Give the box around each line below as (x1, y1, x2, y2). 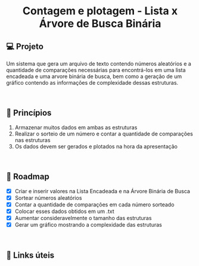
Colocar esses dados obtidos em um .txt (14, 208, 114, 215)
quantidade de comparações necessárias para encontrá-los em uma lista (6, 67, 186, 73)
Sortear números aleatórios (14, 194, 82, 201)
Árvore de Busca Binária (39, 17, 161, 30)
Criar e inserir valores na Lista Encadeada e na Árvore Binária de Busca (14, 187, 191, 194)
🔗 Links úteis (6, 250, 55, 261)
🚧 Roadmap (6, 172, 49, 182)
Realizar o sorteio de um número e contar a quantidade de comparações (14, 130, 194, 137)
